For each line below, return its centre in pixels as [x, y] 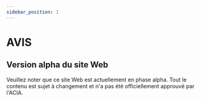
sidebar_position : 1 [33, 12]
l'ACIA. [15, 92]
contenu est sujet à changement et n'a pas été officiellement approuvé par [100, 86]
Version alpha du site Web [57, 65]
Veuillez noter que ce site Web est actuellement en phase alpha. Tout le [97, 80]
